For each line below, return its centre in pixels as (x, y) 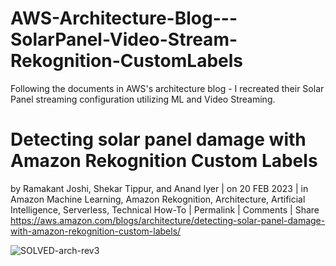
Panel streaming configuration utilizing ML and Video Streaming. (143, 99)
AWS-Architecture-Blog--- (124, 18)
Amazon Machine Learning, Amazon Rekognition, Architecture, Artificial (158, 199)
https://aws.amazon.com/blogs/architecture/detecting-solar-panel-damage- (168, 220)
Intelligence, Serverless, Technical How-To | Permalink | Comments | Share (165, 209)
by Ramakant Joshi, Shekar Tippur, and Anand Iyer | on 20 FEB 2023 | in (159, 188)
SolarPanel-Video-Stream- (124, 39)
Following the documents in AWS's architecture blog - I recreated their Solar (167, 88)
